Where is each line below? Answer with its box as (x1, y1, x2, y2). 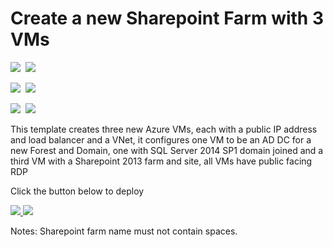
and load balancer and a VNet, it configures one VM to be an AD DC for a (10, 133, 312, 146)
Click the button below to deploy (10, 185, 145, 197)
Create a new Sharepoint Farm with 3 (10, 7, 324, 30)
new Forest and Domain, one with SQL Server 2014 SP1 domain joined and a (10, 144, 324, 156)
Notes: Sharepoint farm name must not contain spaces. (10, 225, 238, 237)
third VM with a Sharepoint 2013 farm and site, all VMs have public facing (10, 155, 313, 167)
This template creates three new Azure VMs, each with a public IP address (10, 123, 318, 135)
